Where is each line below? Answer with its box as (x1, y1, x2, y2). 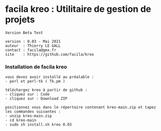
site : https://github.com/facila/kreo (5, 52, 94, 57)
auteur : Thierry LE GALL (5, 43, 61, 48)
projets (5, 14, 35, 25)
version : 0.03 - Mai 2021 (5, 39, 61, 44)
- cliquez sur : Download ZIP (5, 96, 68, 101)
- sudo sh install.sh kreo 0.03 (5, 122, 72, 127)
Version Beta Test (5, 30, 43, 35)
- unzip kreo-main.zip (5, 114, 52, 119)
